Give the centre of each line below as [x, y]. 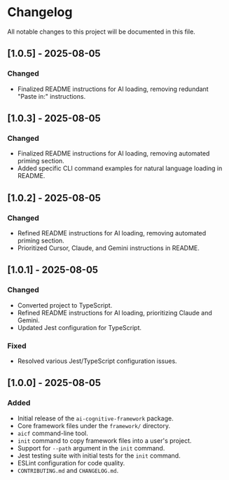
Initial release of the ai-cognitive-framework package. [95, 418]
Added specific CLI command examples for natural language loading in [120, 168]
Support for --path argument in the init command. [91, 448]
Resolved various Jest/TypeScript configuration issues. [97, 361]
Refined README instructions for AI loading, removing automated [112, 233]
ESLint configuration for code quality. [71, 462]
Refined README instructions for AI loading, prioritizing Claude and [114, 313]
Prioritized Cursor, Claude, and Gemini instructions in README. [108, 248]
